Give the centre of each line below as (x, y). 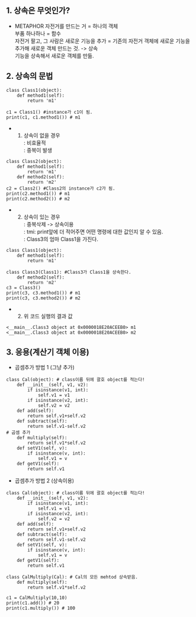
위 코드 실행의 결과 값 (48, 316)
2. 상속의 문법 (30, 76)
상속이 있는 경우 (42, 217)
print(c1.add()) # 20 (33, 603)
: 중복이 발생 (38, 150)
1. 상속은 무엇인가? (38, 11)
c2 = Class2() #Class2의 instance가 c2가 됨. (61, 188)
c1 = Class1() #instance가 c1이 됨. (49, 112)
